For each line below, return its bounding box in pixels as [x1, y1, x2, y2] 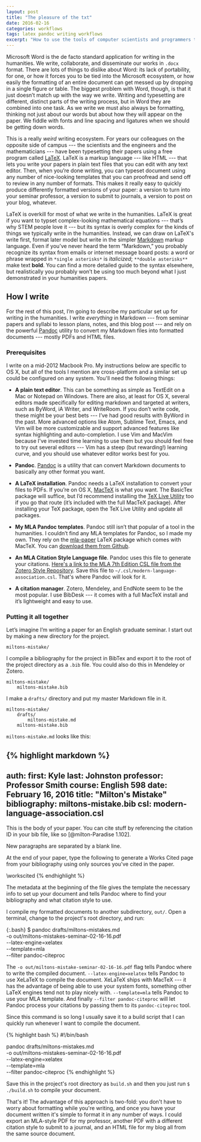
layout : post [6, 8, 39, 15]
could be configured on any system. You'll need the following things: [6, 375, 175, 382]
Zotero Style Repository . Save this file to [14, 567, 114, 574]
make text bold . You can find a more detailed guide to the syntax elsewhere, [6, 262, 194, 269]
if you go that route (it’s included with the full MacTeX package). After [14, 499, 186, 506]
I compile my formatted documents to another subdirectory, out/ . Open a [6, 908, 187, 915]
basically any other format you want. [14, 468, 105, 475]
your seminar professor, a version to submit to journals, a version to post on [6, 193, 193, 199]
